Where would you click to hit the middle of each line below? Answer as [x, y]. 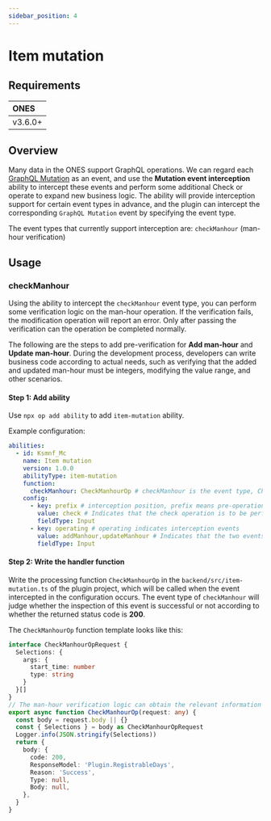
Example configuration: [47, 431]
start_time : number [62, 667]
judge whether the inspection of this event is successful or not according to [134, 605]
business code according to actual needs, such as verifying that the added [132, 362]
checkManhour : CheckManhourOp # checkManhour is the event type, [142, 491]
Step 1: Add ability [39, 398]
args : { [35, 659]
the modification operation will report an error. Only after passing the [122, 321]
